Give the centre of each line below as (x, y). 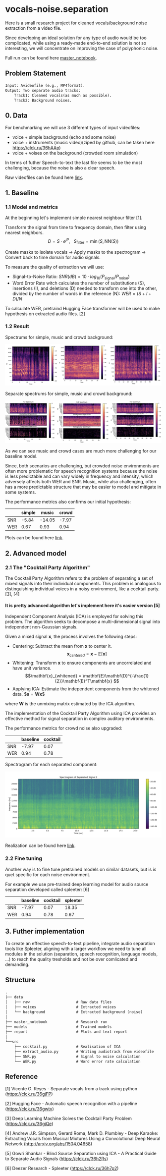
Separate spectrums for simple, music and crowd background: (69, 394)
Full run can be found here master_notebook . (51, 57)
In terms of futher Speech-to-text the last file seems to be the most (74, 163)
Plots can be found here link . (34, 538)
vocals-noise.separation (57, 9)
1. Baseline (22, 193)
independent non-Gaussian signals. (41, 627)
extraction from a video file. (33, 28)
